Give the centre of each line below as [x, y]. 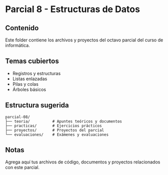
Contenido [22, 28]
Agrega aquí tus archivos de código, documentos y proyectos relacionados [83, 162]
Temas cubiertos [32, 61]
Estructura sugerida [37, 105]
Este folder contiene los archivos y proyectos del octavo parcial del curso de [84, 40]
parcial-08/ [18, 117]
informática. [18, 45]
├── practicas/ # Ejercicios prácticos [53, 126]
